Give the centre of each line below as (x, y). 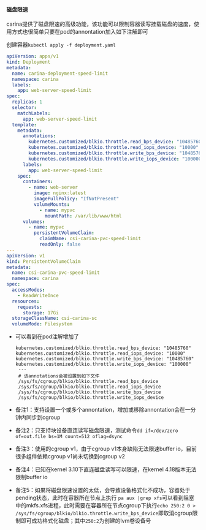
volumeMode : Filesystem (42, 324)
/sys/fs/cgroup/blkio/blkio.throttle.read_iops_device (90, 387)
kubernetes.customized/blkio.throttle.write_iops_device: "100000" (103, 365)
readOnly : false (60, 244)
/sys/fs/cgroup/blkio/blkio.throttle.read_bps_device (88, 382)
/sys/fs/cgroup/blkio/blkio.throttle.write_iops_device (91, 398)
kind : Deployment (29, 62)
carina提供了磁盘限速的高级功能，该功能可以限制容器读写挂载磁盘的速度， (100, 24)
